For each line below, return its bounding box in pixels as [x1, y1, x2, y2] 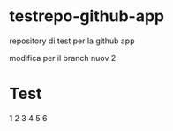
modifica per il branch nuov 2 [9, 52, 117, 63]
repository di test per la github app [9, 35, 135, 46]
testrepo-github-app [9, 6, 165, 27]
